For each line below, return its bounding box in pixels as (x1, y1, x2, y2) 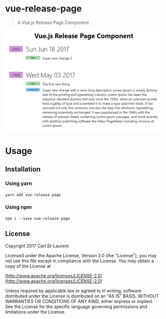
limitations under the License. (5, 309, 66, 315)
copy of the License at (5, 263, 51, 269)
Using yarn (5, 180, 32, 187)
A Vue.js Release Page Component (17, 19, 89, 25)
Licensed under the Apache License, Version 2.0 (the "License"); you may (5, 252, 157, 258)
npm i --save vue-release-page (5, 216, 70, 221)
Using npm (5, 204, 32, 211)
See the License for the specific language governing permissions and (5, 304, 148, 310)
